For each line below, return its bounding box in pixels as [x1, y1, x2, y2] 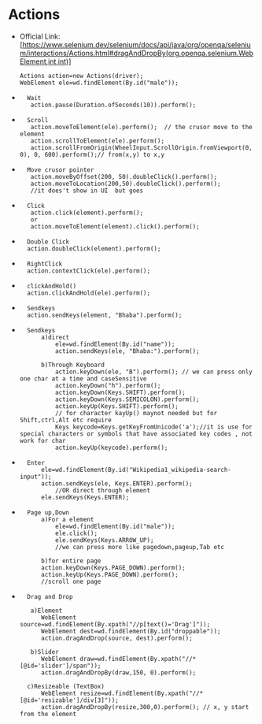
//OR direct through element [54, 486, 151, 494]
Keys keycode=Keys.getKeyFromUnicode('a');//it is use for [54, 423, 253, 431]
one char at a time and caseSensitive [19, 374, 147, 383]
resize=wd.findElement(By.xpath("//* [79, 689, 204, 697]
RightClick [27, 260, 63, 268]
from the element [19, 710, 77, 718]
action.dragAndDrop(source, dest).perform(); [40, 634, 193, 642]
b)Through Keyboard [40, 361, 105, 369]
